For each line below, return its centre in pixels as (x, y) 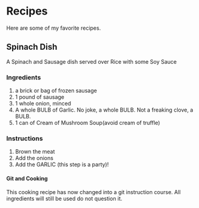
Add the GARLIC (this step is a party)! (62, 164)
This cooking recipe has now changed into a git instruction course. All (93, 192)
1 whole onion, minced (43, 104)
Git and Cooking (27, 178)
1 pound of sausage (40, 97)
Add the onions (34, 158)
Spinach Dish (32, 47)
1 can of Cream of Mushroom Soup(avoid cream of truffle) (88, 123)
